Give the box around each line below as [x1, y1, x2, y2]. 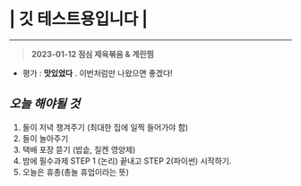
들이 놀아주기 [21, 132, 69, 144]
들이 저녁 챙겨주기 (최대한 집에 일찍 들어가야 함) [21, 122, 189, 132]
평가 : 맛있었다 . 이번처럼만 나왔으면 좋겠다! [21, 67, 173, 78]
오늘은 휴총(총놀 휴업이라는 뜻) [21, 166, 130, 177]
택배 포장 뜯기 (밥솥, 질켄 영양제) [21, 144, 136, 155]
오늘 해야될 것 [9, 97, 81, 112]
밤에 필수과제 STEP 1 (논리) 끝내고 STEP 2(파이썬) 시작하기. [21, 155, 232, 166]
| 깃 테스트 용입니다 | [9, 9, 148, 30]
